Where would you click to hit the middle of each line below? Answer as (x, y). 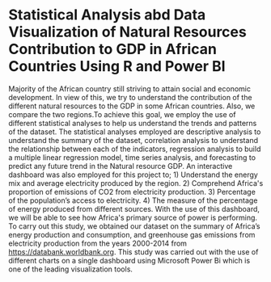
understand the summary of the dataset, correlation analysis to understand (133, 140)
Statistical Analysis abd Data (107, 15)
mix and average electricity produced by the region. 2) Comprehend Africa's (136, 183)
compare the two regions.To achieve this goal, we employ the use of (122, 114)
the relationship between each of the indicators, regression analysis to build (135, 149)
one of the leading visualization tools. (71, 269)
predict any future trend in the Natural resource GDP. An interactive (121, 166)
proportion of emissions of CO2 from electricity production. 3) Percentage (132, 192)
